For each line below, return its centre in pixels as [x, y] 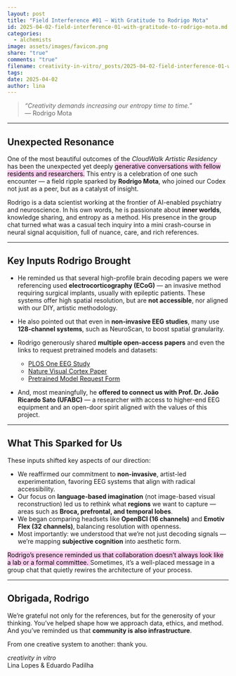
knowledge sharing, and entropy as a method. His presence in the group [112, 217]
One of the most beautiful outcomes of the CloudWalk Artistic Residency [112, 159]
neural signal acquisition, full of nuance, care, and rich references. [103, 232]
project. [28, 414]
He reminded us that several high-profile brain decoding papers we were [123, 278]
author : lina [26, 86]
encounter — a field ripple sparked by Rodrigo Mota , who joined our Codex [117, 181]
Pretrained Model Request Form [74, 378]
